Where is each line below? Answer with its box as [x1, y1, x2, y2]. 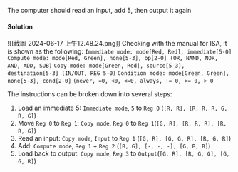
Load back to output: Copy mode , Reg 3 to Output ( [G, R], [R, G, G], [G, [17, 149, 230, 158]
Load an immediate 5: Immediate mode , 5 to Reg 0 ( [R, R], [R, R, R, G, [17, 103, 228, 113]
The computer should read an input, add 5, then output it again [7, 6, 192, 14]
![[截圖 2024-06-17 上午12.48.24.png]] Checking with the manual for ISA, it [7, 39, 227, 48]
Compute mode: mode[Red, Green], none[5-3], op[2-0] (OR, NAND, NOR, [7, 55, 219, 62]
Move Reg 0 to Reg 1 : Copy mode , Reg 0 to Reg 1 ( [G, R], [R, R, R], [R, [17, 119, 227, 128]
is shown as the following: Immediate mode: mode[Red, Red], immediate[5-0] [7, 47, 232, 56]
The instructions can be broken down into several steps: [7, 90, 172, 98]
